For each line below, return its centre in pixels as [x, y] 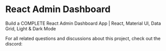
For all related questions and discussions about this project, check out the [83, 38]
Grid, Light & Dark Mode [31, 28]
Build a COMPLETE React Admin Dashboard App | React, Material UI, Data [83, 23]
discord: [14, 43]
